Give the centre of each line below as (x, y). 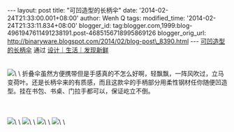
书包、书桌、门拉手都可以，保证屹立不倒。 (93, 91)
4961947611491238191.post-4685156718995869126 (82, 33)
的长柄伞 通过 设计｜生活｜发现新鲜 (58, 50)
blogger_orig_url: (182, 33)
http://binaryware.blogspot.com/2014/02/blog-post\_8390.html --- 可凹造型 (116, 41)
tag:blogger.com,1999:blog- (153, 25)
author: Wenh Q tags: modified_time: (133, 18)
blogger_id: (95, 25)
